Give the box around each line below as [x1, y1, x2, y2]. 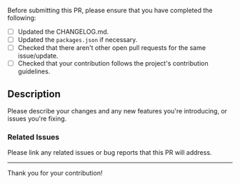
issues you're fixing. [7, 114, 67, 123]
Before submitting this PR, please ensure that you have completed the [7, 6, 213, 14]
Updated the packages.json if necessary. [17, 36, 138, 44]
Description [7, 88, 61, 100]
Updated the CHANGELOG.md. [17, 28, 109, 36]
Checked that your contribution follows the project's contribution [17, 59, 209, 68]
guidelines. [17, 67, 51, 76]
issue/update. [17, 51, 59, 60]
